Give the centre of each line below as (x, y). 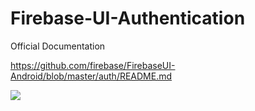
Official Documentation (58, 46)
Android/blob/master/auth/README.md (91, 76)
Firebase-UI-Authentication (128, 18)
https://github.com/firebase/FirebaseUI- (93, 65)
